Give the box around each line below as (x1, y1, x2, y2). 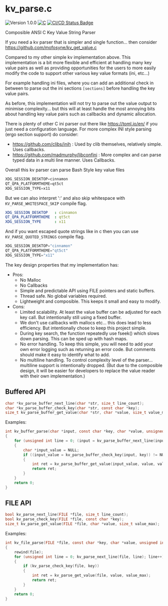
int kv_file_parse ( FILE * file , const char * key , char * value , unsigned (5, 540, 158, 545)
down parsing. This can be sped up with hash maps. (19, 335, 128, 341)
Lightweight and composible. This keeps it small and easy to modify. (19, 298, 161, 304)
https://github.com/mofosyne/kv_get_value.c (5, 44, 97, 50)
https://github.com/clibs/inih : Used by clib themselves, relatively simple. (12, 141, 162, 147)
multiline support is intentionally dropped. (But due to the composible (19, 362, 162, 368)
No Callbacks (19, 282, 47, 288)
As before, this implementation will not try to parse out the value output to (5, 100, 157, 106)
